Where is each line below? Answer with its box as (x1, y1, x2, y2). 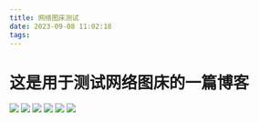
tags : (9, 30, 30, 39)
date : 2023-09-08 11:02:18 (9, 22, 112, 31)
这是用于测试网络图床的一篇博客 (9, 72, 250, 93)
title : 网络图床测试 (9, 13, 79, 23)
